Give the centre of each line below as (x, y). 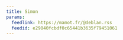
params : (16, 17)
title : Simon (22, 11)
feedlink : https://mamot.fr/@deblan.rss (62, 22)
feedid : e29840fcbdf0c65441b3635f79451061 (64, 28)
